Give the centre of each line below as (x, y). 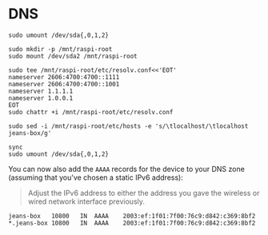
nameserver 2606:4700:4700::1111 (64, 77)
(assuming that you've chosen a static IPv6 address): (96, 177)
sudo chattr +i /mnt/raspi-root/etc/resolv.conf (91, 112)
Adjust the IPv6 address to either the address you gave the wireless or (144, 193)
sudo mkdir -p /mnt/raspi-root (60, 49)
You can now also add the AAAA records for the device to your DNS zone (127, 169)
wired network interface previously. (86, 201)
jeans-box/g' (30, 133)
